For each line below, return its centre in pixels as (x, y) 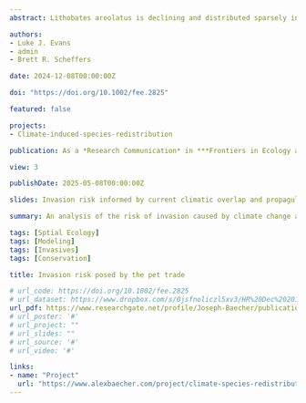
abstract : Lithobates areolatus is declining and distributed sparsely (148, 18)
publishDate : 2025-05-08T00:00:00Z (77, 183)
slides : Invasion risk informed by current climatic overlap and (136, 200)
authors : (26, 34)
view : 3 (24, 167)
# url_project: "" (44, 325)
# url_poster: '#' (44, 316)
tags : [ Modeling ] (42, 241)
